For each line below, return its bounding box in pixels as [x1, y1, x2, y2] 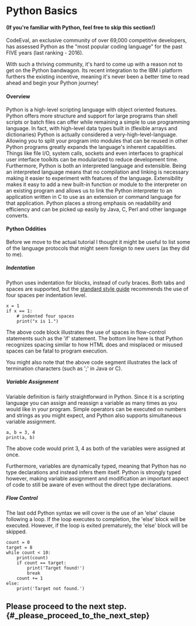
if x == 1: [6, 308, 33, 314]
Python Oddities [6, 225, 47, 232]
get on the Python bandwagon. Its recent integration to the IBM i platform [6, 67, 183, 74]
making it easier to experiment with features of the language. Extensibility [6, 174, 184, 181]
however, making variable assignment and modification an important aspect [6, 475, 189, 482]
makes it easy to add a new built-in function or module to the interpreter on [6, 181, 187, 188]
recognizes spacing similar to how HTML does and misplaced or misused [6, 341, 183, 348]
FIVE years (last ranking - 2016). [6, 49, 84, 56]
